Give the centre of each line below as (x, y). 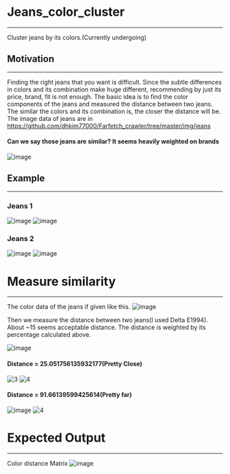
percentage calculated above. (49, 335)
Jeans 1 (20, 205)
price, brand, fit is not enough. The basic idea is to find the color (98, 96)
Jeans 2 (21, 238)
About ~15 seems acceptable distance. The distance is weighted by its (106, 328)
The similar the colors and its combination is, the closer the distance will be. (114, 111)
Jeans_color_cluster (66, 12)
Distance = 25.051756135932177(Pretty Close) (75, 363)
